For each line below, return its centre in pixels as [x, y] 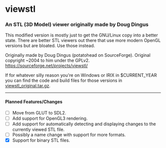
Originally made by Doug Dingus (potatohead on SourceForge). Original [78, 55]
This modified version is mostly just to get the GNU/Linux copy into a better [82, 35]
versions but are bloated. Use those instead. [50, 46]
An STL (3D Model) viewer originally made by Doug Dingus [77, 25]
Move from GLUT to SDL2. [39, 112]
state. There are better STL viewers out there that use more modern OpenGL [83, 40]
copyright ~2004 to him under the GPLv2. [47, 61]
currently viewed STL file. [38, 129]
